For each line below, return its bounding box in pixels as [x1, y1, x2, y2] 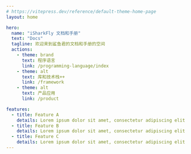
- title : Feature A [11, 112, 59, 118]
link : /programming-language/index [21, 63, 109, 69]
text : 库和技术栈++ [21, 74, 65, 80]
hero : [6, 25, 19, 31]
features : [6, 106, 31, 112]
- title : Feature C [11, 133, 59, 140]
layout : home [6, 14, 38, 20]
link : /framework [21, 79, 65, 85]
